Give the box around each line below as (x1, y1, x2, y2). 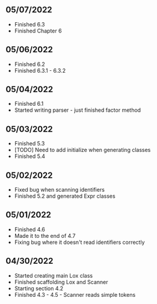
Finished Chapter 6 (14, 27, 62, 34)
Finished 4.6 (14, 225, 46, 233)
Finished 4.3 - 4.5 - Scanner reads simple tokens (14, 291, 136, 298)
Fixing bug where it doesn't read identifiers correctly (14, 239, 145, 246)
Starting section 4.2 (14, 285, 64, 292)
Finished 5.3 (14, 140, 45, 147)
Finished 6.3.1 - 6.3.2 (14, 67, 66, 74)
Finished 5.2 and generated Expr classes (14, 192, 115, 200)
